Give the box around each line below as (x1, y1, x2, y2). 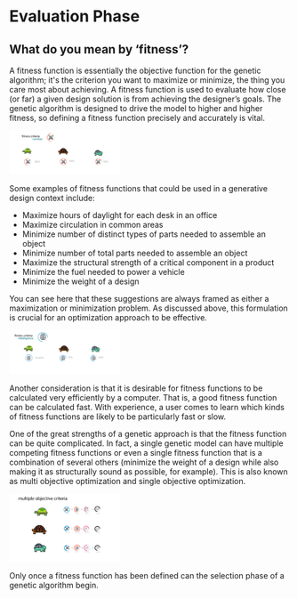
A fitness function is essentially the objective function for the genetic (9, 65, 261, 76)
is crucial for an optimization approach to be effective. (9, 312, 207, 322)
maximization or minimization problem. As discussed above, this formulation (9, 303, 289, 313)
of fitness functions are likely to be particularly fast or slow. (9, 411, 227, 422)
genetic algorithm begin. (9, 580, 100, 591)
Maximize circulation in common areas (21, 219, 164, 230)
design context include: (9, 192, 95, 203)
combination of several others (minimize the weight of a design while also (9, 457, 279, 467)
